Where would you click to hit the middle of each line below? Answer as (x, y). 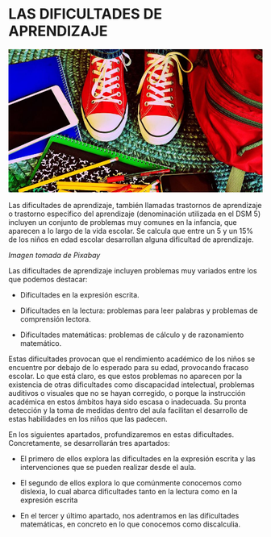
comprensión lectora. (55, 318)
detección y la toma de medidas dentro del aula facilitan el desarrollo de (128, 410)
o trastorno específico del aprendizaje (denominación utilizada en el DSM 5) (135, 214)
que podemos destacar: (48, 279)
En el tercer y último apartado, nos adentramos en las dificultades (129, 515)
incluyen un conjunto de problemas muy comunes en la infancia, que (123, 222)
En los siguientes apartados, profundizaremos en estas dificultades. (121, 434)
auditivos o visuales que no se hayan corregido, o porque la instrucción (127, 393)
